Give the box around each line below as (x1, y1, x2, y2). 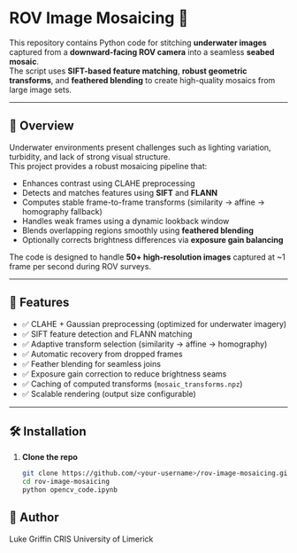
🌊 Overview (9, 119, 74, 134)
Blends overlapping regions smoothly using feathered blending (21, 225, 255, 236)
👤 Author (9, 510, 59, 526)
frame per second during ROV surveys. (9, 261, 152, 271)
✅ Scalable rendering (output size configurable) (21, 388, 196, 399)
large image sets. (9, 84, 72, 95)
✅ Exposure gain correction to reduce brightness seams (21, 368, 227, 379)
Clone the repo (21, 452, 78, 463)
